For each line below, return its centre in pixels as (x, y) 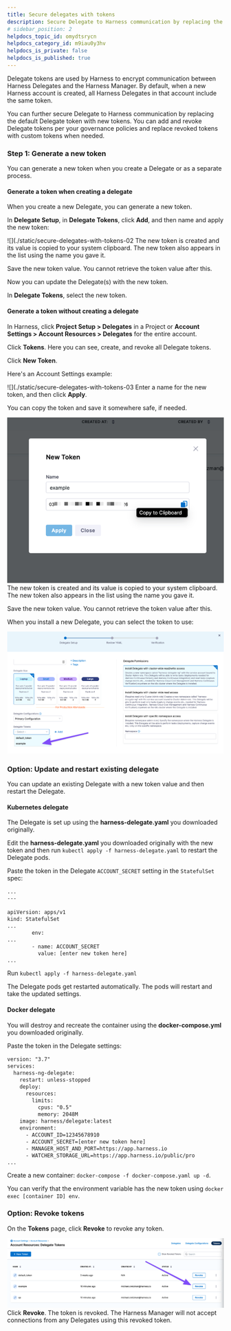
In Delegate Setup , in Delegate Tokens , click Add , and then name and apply (115, 220)
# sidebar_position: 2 (40, 29)
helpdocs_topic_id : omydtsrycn (52, 36)
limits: (43, 1101)
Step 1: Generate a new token (57, 153)
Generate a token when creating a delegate (70, 191)
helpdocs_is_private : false (47, 51)
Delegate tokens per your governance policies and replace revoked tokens (113, 128)
